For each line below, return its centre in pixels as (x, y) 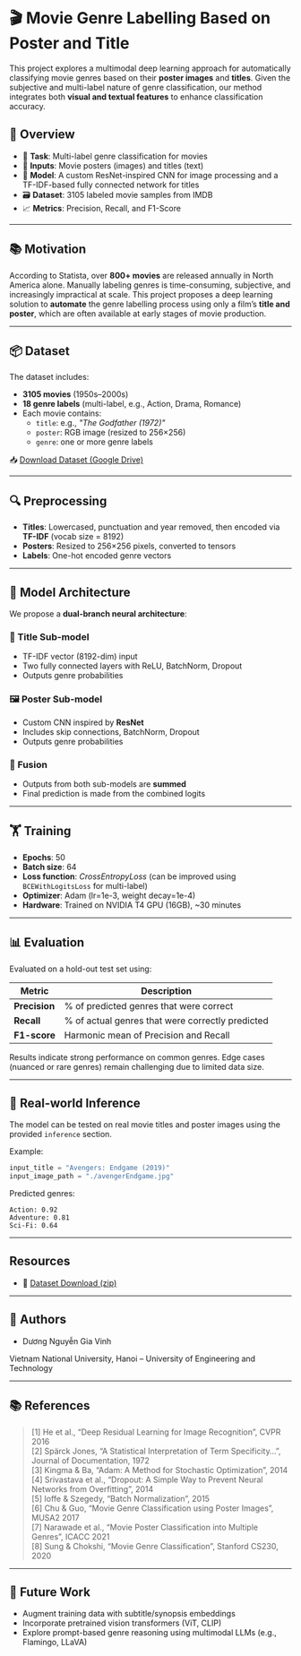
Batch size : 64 (49, 867)
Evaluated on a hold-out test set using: (81, 969)
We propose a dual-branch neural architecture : (98, 614)
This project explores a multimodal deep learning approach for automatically (150, 68)
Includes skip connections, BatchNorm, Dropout (111, 731)
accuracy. (28, 106)
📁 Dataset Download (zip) (69, 1282)
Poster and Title (69, 43)
